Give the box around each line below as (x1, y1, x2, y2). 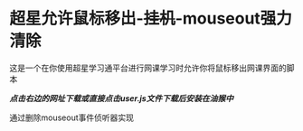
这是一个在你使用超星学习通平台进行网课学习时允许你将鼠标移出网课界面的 (9, 62, 287, 73)
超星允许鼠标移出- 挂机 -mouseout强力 (9, 8, 292, 29)
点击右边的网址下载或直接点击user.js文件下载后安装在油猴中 (9, 92, 233, 104)
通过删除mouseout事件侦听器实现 (9, 112, 134, 123)
